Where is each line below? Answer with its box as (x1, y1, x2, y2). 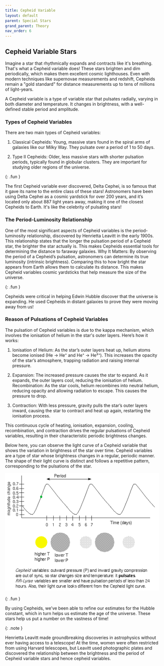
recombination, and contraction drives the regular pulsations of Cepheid (5, 427, 150, 433)
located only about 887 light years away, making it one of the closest (5, 199, 143, 205)
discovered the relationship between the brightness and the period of (5, 650, 145, 656)
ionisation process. (12, 413, 51, 419)
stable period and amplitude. (21, 106, 80, 112)
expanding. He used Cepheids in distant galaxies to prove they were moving (5, 298, 158, 304)
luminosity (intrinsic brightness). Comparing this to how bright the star (5, 259, 146, 265)
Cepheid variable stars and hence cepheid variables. (5, 656, 111, 662)
